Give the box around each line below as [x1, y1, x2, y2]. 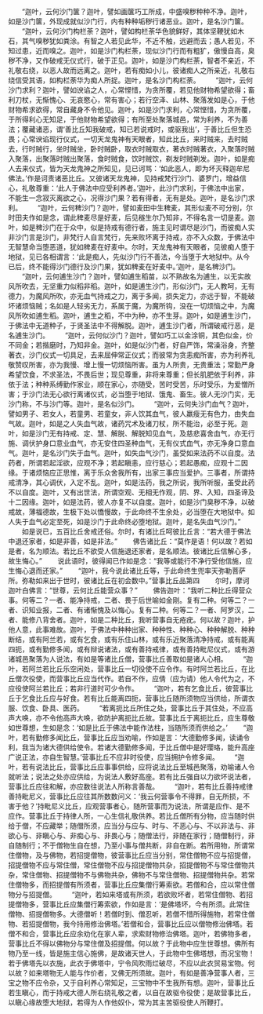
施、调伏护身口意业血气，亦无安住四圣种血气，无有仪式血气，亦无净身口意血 [8, 439, 255, 447]
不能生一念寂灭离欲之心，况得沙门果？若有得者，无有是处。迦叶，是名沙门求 [8, 193, 255, 202]
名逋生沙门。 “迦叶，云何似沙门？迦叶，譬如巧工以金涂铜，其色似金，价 [8, 330, 254, 340]
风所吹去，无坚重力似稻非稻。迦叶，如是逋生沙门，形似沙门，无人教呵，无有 [8, 282, 255, 290]
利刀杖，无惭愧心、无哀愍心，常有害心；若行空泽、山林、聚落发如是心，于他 [8, 95, 255, 104]
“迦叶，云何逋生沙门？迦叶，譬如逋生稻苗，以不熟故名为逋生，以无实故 [21, 272, 252, 281]
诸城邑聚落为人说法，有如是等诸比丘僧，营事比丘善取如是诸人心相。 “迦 [8, 655, 254, 663]
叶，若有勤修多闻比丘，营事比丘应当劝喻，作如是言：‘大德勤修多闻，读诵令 [8, 733, 250, 742]
